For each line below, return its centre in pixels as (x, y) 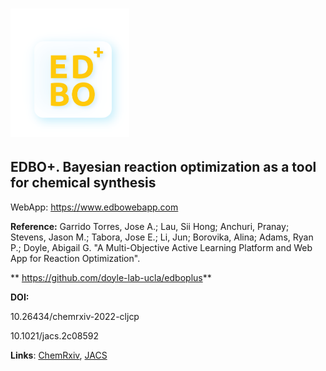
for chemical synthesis (83, 183)
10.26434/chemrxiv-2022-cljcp (75, 316)
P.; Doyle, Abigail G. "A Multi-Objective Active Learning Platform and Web (161, 247)
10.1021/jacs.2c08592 (55, 335)
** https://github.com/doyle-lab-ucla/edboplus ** (111, 277)
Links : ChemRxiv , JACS (59, 355)
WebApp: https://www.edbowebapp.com (94, 207)
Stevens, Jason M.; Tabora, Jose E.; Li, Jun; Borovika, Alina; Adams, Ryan (162, 237)
